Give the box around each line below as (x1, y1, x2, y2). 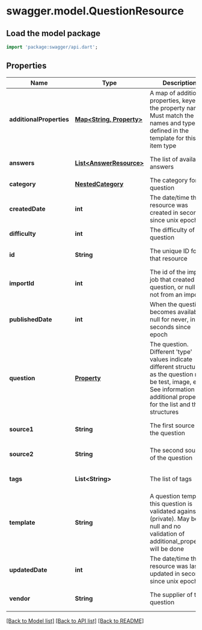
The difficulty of (149, 226, 195, 234)
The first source (149, 421, 195, 430)
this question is (149, 499, 193, 508)
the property (149, 103, 185, 112)
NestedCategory (75, 179, 124, 188)
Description (162, 78, 197, 87)
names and (149, 119, 182, 127)
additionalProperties (9, 115, 69, 123)
